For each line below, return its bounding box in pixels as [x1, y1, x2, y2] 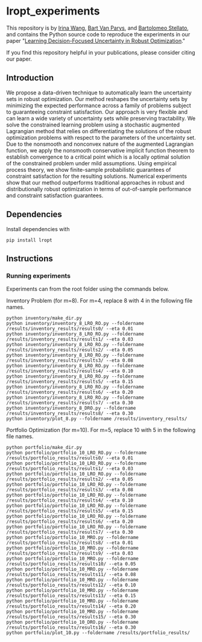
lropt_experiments [6, 4, 100, 18]
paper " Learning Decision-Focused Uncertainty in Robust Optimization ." [6, 37, 186, 44]
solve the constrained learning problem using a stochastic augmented [6, 121, 180, 128]
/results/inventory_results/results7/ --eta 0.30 [6, 400, 134, 406]
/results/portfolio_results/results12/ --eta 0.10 [6, 582, 136, 588]
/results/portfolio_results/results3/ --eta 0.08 [6, 487, 134, 493]
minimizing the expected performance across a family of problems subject [6, 102, 191, 109]
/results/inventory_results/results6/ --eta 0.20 [6, 389, 134, 396]
